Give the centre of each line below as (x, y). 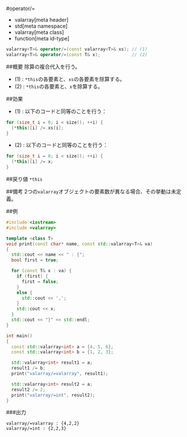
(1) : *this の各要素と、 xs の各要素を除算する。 (70, 79)
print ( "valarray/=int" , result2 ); (53, 395)
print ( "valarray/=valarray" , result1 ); (60, 374)
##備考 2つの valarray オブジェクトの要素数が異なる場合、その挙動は (89, 192)
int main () (19, 336)
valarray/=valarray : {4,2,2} (43, 424)
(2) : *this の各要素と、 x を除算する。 (59, 86)
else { (25, 292)
